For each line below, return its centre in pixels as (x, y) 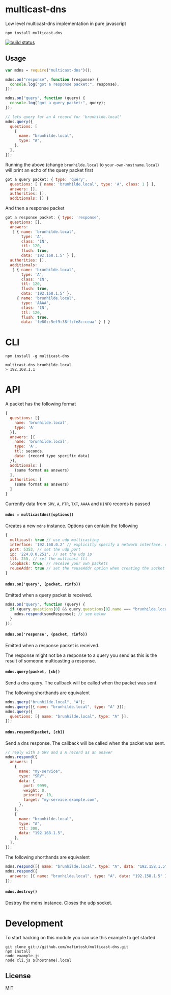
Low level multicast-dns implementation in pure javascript (66, 23)
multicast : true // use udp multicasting (54, 540)
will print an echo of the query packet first (49, 170)
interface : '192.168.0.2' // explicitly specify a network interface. (86, 544)
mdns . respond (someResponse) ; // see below (60, 614)
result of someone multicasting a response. (51, 660)
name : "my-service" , (40, 772)
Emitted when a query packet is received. (49, 595)
